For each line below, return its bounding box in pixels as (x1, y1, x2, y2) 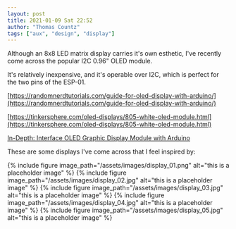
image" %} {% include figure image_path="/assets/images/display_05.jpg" (7, 206, 223, 215)
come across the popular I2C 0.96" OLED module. (7, 57, 153, 66)
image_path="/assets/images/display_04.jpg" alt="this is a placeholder (7, 199, 213, 207)
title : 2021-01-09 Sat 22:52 (7, 17, 93, 24)
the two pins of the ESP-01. (7, 78, 87, 87)
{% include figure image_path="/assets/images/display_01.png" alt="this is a (7, 161, 230, 170)
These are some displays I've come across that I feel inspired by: (7, 147, 196, 156)
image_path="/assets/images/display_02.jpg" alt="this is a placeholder (7, 176, 213, 185)
